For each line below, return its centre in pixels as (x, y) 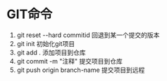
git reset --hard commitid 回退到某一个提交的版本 (88, 35)
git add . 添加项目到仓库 (51, 52)
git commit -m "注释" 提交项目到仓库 (69, 61)
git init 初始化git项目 (46, 43)
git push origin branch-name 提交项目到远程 (81, 70)
